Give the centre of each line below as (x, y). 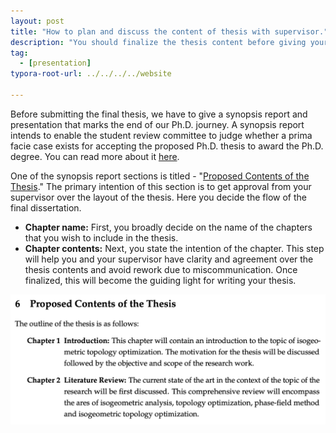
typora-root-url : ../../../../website (91, 74)
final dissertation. (46, 207)
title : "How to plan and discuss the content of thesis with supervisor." (169, 31)
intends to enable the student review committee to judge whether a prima (161, 135)
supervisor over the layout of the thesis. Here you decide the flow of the (158, 197)
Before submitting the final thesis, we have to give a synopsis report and (159, 114)
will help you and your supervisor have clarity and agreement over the (169, 259)
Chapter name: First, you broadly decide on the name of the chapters (168, 227)
